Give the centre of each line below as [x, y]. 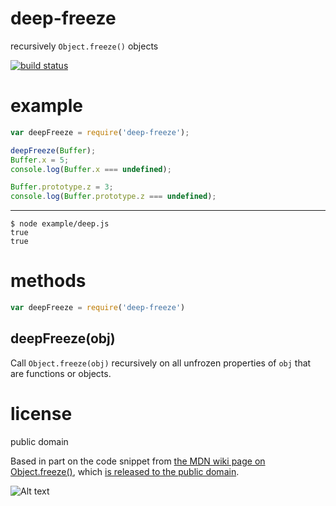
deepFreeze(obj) [63, 338]
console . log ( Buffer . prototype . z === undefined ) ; [113, 197]
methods [48, 281]
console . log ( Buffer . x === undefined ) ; [91, 169]
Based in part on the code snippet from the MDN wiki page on [138, 461]
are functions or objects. [61, 373]
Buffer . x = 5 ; [40, 160]
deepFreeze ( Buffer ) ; [53, 150]
